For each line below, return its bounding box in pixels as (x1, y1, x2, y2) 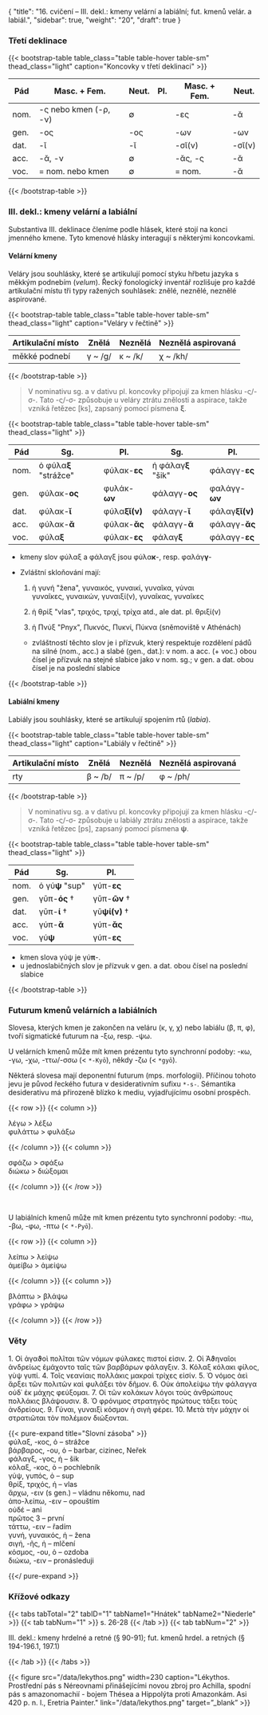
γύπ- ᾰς (93, 919, 123, 930)
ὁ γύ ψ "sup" (38, 881, 85, 891)
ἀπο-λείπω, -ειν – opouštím (8, 1496, 100, 1506)
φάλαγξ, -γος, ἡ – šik (8, 1453, 80, 1463)
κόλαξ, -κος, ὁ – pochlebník (8, 1462, 100, 1472)
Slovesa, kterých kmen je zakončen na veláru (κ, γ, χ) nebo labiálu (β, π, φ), (8, 1023, 255, 1032)
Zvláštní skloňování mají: (19, 567, 101, 577)
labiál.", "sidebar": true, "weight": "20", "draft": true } (8, 15, 181, 25)
